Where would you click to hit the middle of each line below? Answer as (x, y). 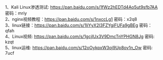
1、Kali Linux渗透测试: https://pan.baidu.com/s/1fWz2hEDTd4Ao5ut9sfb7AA (81, 7)
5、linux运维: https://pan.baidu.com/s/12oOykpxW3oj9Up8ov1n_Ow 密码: (79, 48)
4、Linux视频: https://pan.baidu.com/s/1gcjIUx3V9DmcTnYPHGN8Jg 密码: (80, 36)
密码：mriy (16, 13)
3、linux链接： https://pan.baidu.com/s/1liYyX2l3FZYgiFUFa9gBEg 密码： (79, 25)
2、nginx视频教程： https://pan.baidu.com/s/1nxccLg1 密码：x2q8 (71, 19)
